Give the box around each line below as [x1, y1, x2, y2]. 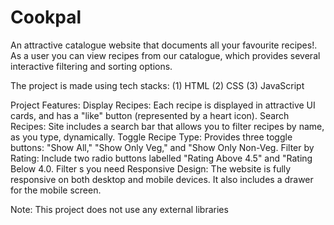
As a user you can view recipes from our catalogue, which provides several [10, 49, 321, 61]
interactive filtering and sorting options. [10, 60, 173, 72]
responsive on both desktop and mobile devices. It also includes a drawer [10, 173, 314, 185]
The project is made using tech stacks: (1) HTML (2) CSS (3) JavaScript [10, 79, 305, 91]
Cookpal [10, 6, 82, 29]
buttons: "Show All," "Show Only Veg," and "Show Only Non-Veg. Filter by [10, 141, 315, 153]
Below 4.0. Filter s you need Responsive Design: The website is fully [10, 162, 292, 175]
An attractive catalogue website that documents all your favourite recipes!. [10, 39, 318, 51]
